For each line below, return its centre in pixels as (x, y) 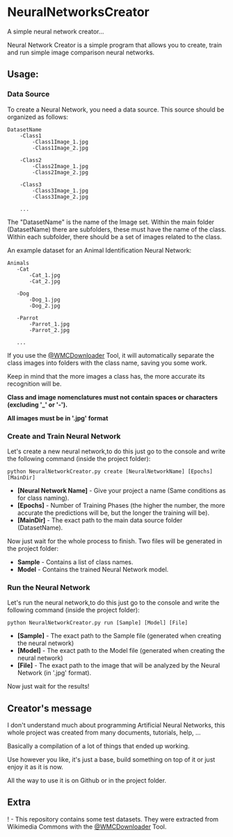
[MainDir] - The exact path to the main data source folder (100, 520)
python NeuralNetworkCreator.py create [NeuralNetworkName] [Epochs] (110, 472)
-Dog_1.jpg (45, 300)
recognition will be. (34, 384)
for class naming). (43, 498)
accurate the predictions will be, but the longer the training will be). (113, 513)
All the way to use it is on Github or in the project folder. (87, 781)
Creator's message (50, 708)
